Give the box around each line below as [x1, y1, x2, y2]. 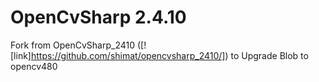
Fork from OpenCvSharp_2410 [10, 39, 136, 51]
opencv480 [10, 60, 58, 72]
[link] [10, 49, 32, 61]
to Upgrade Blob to [230, 49, 309, 61]
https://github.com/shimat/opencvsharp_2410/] [30, 49, 226, 61]
